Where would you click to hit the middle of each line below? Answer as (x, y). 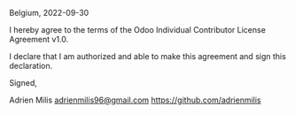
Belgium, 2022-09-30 (49, 13)
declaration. (31, 66)
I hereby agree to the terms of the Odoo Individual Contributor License (137, 30)
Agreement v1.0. (39, 39)
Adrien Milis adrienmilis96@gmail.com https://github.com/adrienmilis (135, 100)
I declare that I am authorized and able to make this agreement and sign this (147, 56)
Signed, (23, 83)
